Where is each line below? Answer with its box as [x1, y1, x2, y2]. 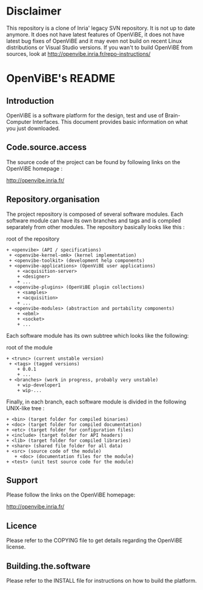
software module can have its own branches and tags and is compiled [6, 217, 181, 224]
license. [6, 543, 26, 551]
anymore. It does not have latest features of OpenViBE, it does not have [6, 30, 185, 38]
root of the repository [6, 235, 59, 242]
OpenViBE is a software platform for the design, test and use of [6, 111, 164, 119]
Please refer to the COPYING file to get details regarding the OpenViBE [6, 537, 183, 544]
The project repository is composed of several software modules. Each [6, 210, 184, 218]
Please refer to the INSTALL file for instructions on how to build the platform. [6, 577, 197, 584]
